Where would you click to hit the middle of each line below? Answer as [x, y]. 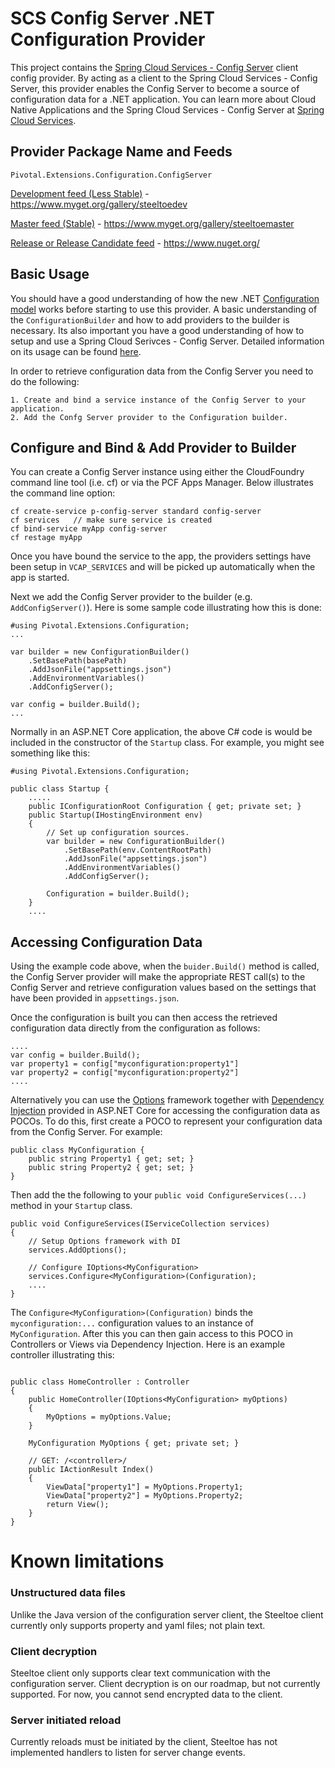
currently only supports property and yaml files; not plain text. [138, 1625]
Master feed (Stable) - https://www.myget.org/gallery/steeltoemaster [152, 223]
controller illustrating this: [62, 1355]
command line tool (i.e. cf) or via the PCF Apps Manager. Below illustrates [162, 483]
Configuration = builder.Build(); [118, 894]
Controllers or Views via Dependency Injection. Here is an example [148, 1344]
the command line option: [63, 493]
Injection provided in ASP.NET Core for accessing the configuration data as [165, 1111]
